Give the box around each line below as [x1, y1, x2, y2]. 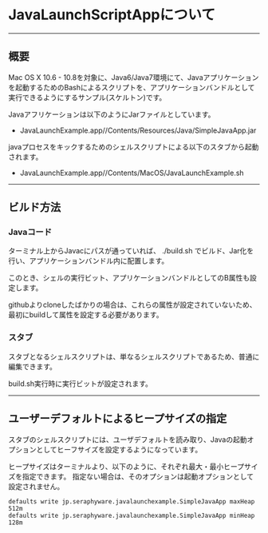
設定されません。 [8, 481, 65, 491]
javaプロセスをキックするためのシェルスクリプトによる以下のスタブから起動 [8, 141, 259, 151]
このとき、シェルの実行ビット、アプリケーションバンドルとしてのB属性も [8, 273, 250, 283]
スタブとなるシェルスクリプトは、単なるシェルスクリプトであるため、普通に [8, 352, 260, 361]
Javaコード [8, 227, 53, 238]
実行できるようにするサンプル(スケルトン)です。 [8, 92, 167, 102]
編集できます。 [8, 361, 57, 371]
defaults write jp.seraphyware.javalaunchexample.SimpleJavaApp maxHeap [8, 497, 255, 506]
